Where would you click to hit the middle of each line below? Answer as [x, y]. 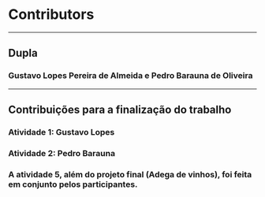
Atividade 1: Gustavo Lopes [62, 132]
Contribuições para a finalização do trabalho [120, 110]
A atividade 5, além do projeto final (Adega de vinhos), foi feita [130, 174]
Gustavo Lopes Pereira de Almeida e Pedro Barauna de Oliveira [131, 76]
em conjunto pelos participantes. [73, 184]
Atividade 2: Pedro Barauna [62, 153]
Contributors [51, 15]
